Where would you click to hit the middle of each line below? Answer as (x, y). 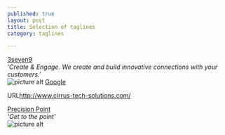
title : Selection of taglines (52, 27)
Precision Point (29, 109)
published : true (31, 14)
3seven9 (20, 60)
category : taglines (36, 33)
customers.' (24, 75)
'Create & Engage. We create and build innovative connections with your (112, 67)
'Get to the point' (32, 117)
